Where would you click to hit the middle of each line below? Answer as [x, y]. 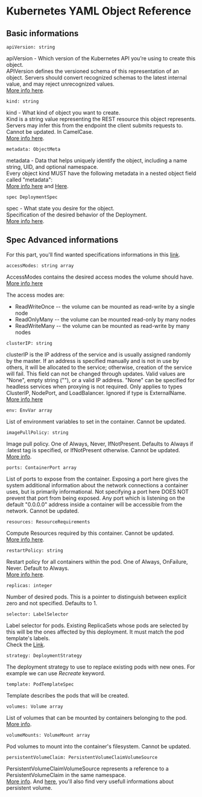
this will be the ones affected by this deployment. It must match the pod [95, 632]
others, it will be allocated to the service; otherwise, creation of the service [99, 367]
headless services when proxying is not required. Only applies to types [94, 386]
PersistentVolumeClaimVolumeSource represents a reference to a [87, 768]
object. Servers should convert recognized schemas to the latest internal [96, 77]
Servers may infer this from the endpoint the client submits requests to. [95, 125]
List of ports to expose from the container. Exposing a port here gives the [97, 479]
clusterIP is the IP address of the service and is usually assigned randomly [99, 354]
